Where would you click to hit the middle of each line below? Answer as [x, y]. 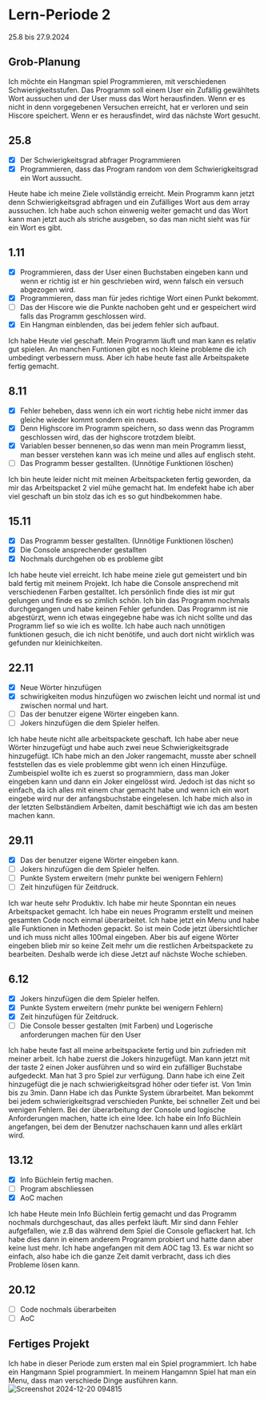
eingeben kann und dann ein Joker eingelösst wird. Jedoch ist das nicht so [132, 781]
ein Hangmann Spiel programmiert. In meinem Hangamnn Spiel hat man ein [132, 1371]
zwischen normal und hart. [64, 705]
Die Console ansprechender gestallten [83, 549]
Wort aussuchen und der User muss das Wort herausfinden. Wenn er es [127, 98]
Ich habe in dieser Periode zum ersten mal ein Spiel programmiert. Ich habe [133, 1363]
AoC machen [41, 1198]
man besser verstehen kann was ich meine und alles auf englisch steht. [138, 455]
